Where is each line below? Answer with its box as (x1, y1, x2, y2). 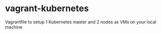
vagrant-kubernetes (5, 3, 89, 14)
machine (5, 24, 23, 30)
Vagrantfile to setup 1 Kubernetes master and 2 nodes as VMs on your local (5, 19, 157, 25)
